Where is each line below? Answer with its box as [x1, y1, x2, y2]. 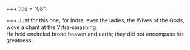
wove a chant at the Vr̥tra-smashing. [6, 23, 98, 31]
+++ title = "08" [6, 5, 46, 12]
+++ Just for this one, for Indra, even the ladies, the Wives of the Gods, [6, 17, 185, 23]
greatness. [6, 37, 33, 44]
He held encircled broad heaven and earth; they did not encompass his [6, 30, 184, 37]
